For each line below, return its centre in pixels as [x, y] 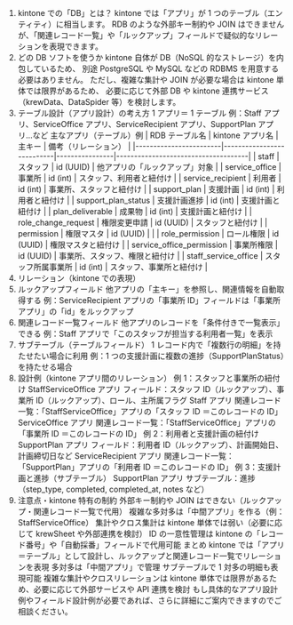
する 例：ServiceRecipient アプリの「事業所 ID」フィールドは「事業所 [153, 300]
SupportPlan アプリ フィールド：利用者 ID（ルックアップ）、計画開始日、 [150, 445]
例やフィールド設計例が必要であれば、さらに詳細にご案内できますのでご [150, 600]
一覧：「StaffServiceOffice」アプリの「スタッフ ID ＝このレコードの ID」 [150, 411]
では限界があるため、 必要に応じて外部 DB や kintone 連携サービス [147, 91]
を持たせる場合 [45, 367]
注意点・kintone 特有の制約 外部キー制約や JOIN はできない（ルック [142, 500]
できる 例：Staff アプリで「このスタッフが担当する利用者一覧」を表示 [145, 333]
